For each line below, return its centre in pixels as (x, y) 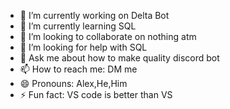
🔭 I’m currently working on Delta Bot (94, 15)
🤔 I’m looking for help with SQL (83, 47)
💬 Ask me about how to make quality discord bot (119, 58)
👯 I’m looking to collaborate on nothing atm (108, 36)
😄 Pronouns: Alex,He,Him (73, 83)
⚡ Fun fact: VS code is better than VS (96, 94)
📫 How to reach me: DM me (78, 69)
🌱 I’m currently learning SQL (78, 26)
